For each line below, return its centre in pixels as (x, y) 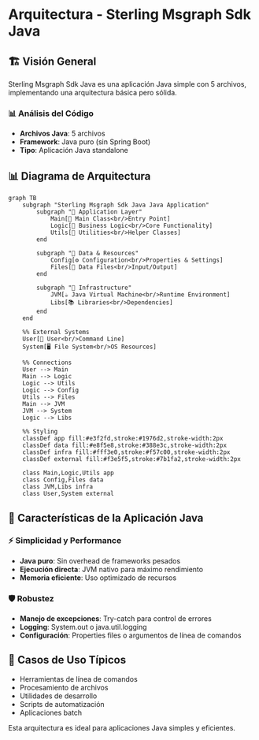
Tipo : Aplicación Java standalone (74, 151)
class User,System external (68, 494)
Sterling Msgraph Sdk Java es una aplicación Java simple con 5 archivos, (127, 84)
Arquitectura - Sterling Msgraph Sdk (130, 15)
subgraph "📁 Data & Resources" (88, 254)
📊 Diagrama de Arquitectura (80, 176)
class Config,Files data (63, 480)
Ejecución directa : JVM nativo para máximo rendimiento (111, 569)
